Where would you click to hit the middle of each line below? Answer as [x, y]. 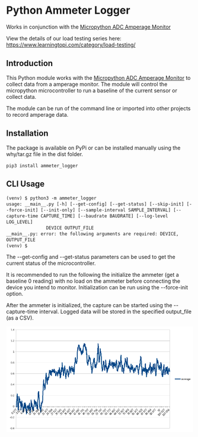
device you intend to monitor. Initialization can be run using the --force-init [97, 288]
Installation [27, 134]
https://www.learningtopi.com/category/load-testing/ [71, 45]
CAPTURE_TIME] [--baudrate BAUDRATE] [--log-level [104, 216]
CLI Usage [25, 184]
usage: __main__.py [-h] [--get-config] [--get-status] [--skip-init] [95, 204]
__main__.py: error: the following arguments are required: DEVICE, [92, 234]
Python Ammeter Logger [68, 10]
